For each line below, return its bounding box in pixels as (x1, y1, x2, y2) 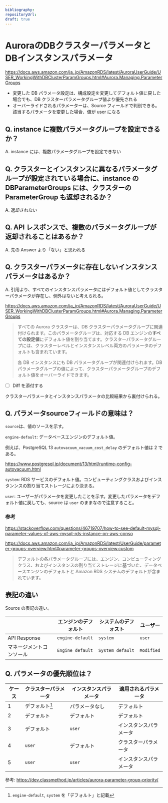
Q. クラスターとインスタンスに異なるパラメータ (5, 165, 151, 173)
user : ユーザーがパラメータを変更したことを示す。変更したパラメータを (5, 494, 152, 500)
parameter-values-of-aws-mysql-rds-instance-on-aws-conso (5, 530, 133, 536)
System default (98, 647, 134, 653)
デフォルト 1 (24, 702, 53, 710)
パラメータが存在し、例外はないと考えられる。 (9, 292, 106, 298)
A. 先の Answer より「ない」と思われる (5, 246, 86, 253)
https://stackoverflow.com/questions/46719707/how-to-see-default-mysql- (5, 525, 161, 531)
